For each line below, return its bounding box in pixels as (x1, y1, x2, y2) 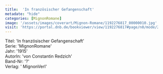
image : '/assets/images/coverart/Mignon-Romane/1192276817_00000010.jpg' (5, 20, 158, 25)
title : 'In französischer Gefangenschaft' (5, 7, 95, 12)
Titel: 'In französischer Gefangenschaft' (5, 38, 84, 44)
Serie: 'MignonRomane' (5, 43, 52, 49)
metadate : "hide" (5, 12, 40, 16)
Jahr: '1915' (5, 49, 28, 54)
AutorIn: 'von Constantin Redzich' (5, 53, 73, 59)
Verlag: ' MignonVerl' (5, 63, 47, 70)
